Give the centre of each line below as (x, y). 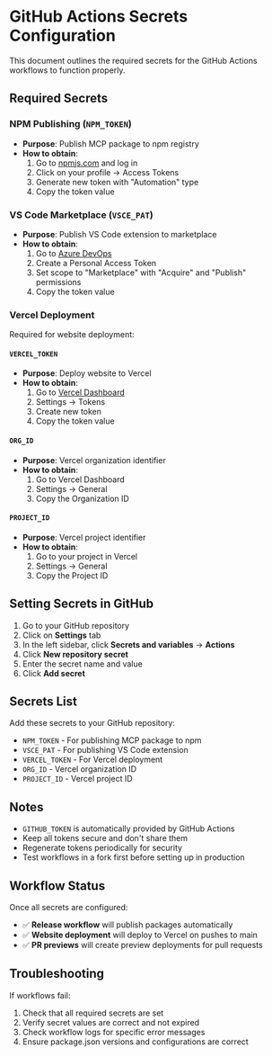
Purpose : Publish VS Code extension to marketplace (119, 234)
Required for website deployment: (72, 335)
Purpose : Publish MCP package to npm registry (111, 143)
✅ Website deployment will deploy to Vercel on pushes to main (140, 935)
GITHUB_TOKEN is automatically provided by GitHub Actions (128, 828)
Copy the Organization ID (83, 498)
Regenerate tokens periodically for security (102, 848)
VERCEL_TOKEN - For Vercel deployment (92, 760)
